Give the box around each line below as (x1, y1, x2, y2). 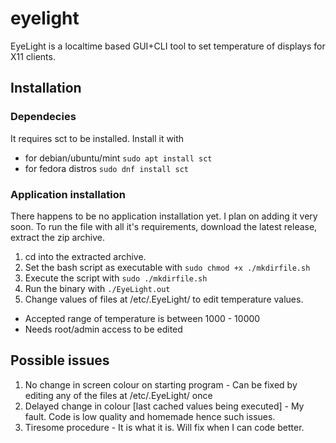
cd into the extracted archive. (24, 250, 147, 262)
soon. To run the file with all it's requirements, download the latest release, (10, 220, 318, 232)
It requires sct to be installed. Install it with (10, 132, 185, 144)
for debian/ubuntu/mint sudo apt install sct (24, 152, 213, 164)
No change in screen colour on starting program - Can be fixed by (24, 378, 298, 391)
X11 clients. (10, 50, 56, 62)
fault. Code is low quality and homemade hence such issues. (24, 410, 276, 422)
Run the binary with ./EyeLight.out (24, 282, 171, 294)
